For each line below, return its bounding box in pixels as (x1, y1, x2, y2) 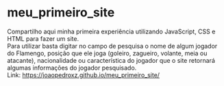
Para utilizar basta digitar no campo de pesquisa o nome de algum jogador (7, 42, 218, 50)
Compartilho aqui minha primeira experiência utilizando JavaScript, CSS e (7, 27, 216, 35)
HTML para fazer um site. (7, 34, 79, 42)
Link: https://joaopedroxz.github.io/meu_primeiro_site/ (7, 70, 160, 79)
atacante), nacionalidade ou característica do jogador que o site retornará (7, 56, 216, 64)
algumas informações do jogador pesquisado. (7, 63, 137, 72)
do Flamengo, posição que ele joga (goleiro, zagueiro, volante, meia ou (7, 49, 208, 57)
